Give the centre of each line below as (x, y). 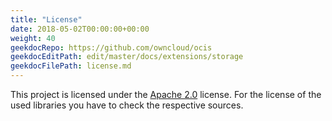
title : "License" (46, 19)
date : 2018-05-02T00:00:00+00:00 (80, 29)
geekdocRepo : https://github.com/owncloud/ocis (111, 47)
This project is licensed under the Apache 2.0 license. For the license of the (166, 94)
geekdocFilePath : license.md (71, 66)
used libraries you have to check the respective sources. (127, 105)
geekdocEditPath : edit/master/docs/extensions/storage (127, 57)
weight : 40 (33, 38)
